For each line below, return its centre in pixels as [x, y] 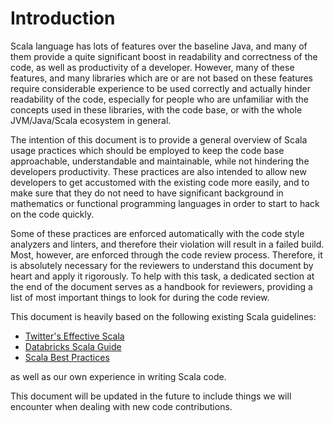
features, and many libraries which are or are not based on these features [162, 78]
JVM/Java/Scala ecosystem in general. [91, 120]
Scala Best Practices [67, 357]
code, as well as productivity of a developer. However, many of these [152, 67]
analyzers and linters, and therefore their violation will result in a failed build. [167, 244]
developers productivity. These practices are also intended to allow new [158, 171]
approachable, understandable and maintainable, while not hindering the [160, 161]
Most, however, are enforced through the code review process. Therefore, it [166, 254]
